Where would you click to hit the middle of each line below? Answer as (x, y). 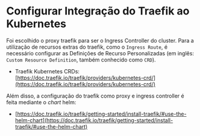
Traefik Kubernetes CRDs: (47, 71)
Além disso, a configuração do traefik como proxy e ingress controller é (95, 96)
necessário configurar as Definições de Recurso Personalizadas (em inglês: (100, 53)
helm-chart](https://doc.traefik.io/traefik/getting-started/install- (94, 120)
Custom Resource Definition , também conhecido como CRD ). (81, 60)
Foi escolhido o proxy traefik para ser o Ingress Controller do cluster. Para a (100, 40)
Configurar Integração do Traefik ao (98, 11)
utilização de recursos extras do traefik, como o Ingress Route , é (87, 47)
